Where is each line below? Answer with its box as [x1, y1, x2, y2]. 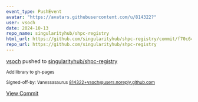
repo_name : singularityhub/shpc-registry [6, 31, 110, 37]
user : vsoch [6, 19, 35, 25]
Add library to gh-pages [6, 69, 55, 75]
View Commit [6, 90, 39, 97]
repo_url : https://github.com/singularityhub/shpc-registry [6, 42, 157, 48]
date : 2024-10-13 [6, 25, 49, 31]
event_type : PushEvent [6, 8, 62, 15]
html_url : [6, 36, 31, 42]
